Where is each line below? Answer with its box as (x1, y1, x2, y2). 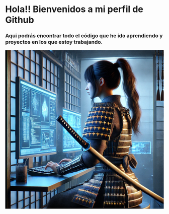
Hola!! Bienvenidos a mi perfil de (5, 4, 143, 15)
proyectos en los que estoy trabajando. (5, 39, 103, 46)
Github (5, 14, 34, 26)
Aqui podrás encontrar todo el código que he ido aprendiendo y (5, 32, 163, 39)
